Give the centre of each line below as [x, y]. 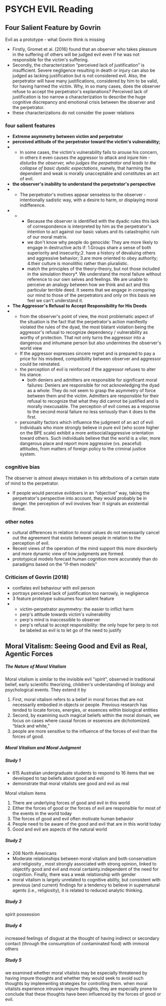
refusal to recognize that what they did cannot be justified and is [93, 401]
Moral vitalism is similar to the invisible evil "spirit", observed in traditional [80, 679]
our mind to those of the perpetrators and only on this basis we [91, 295]
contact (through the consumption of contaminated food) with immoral [77, 943]
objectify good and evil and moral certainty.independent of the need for [85, 869]
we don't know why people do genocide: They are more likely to [93, 242]
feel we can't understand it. [55, 300]
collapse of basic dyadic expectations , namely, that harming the [85, 168]
